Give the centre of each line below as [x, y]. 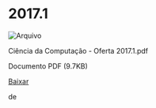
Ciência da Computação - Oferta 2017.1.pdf [78, 50]
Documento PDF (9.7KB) [48, 66]
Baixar [19, 81]
